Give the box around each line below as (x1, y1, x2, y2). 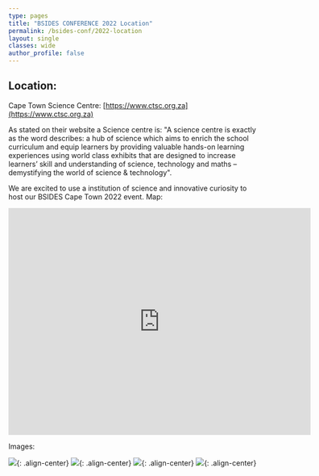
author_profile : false (8, 49, 85, 57)
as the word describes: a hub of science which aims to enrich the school (8, 133, 250, 143)
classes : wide (8, 42, 56, 50)
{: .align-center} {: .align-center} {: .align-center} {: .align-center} (16, 457, 257, 468)
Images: (8, 441, 35, 451)
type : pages (8, 11, 48, 20)
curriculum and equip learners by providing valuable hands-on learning (8, 142, 245, 152)
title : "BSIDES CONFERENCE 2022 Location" (8, 19, 153, 27)
